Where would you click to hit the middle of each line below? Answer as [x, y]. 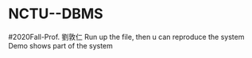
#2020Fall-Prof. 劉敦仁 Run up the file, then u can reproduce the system [126, 37]
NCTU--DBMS [56, 14]
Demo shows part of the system [61, 45]
